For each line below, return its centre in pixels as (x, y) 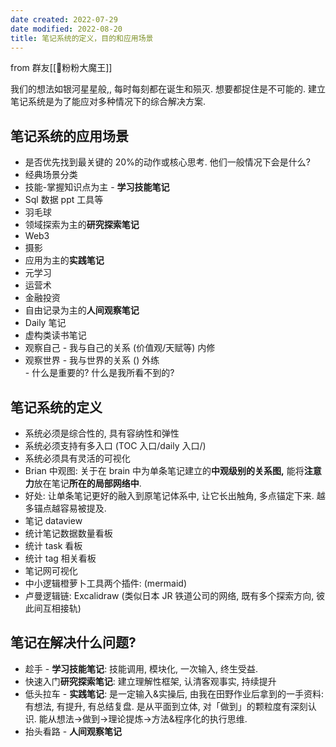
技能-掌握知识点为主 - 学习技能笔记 (97, 187)
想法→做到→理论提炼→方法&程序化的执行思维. (152, 718)
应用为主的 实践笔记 (64, 260)
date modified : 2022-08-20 (66, 29)
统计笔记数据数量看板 (68, 533)
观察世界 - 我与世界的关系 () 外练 (92, 360)
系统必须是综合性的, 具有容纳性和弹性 (102, 433)
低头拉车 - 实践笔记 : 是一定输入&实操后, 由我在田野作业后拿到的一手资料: (174, 693)
